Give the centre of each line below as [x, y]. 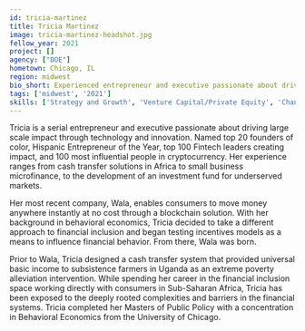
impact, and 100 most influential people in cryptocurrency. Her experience [148, 157]
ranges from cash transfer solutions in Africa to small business [126, 166]
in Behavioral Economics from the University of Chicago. [115, 317]
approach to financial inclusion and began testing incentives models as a [145, 232]
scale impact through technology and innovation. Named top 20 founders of [152, 138]
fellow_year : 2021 [44, 43]
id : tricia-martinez [49, 18]
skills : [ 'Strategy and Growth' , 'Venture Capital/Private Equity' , [142, 102]
